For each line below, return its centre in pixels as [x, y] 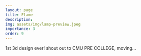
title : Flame [19, 15]
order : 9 [15, 34]
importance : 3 [20, 29]
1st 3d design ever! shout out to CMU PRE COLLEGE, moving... [71, 48]
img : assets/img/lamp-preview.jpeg [43, 24]
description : [19, 19]
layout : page [19, 10]
